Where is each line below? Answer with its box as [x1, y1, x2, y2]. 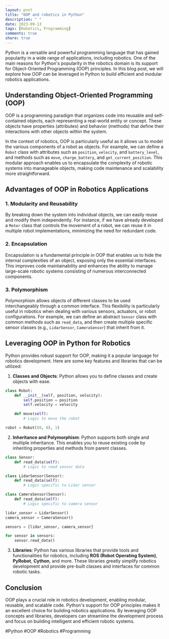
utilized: [5, 363, 22, 369]
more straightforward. [5, 170, 50, 176]
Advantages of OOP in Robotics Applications [5, 185, 149, 194]
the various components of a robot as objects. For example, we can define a [5, 144, 164, 150]
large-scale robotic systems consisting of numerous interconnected [5, 268, 146, 274]
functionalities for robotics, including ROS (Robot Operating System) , [12, 553, 157, 559]
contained [5, 117, 26, 124]
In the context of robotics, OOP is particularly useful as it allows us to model [5, 138, 163, 144]
